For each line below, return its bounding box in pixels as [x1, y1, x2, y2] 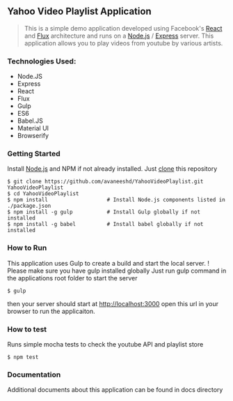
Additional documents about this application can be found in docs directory [7, 386, 223, 394]
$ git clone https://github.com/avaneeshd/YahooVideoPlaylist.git [7, 178, 204, 186]
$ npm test [7, 354, 39, 361]
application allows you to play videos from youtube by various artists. [24, 38, 223, 47]
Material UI [17, 124, 49, 133]
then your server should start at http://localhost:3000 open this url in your [7, 299, 219, 308]
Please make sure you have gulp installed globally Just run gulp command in [7, 266, 227, 275]
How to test [7, 324, 47, 334]
